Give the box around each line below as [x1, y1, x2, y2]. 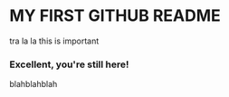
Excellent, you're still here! [9, 58, 129, 71]
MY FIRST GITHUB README [9, 5, 222, 26]
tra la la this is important [9, 35, 100, 46]
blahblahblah [9, 79, 58, 90]
